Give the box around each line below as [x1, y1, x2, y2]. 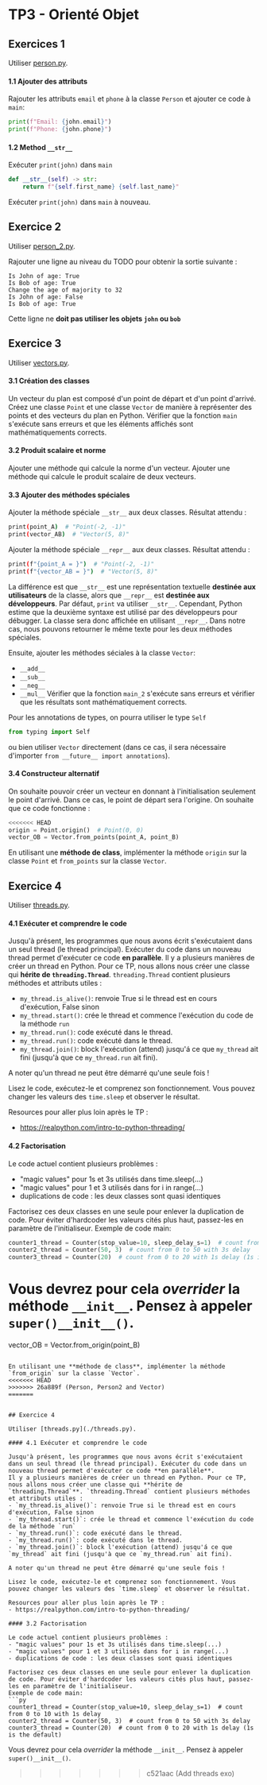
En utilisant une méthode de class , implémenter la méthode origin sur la [8, 848, 247, 857]
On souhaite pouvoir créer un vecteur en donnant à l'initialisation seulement [8, 786, 256, 796]
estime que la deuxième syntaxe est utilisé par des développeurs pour [8, 607, 238, 616]
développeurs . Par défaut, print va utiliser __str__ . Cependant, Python [8, 598, 242, 609]
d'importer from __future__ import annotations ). [8, 751, 171, 760]
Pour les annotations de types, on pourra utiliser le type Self [8, 713, 207, 722]
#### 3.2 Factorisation [8, 1620, 87, 1628]
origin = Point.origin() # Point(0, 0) [8, 826, 145, 834]
